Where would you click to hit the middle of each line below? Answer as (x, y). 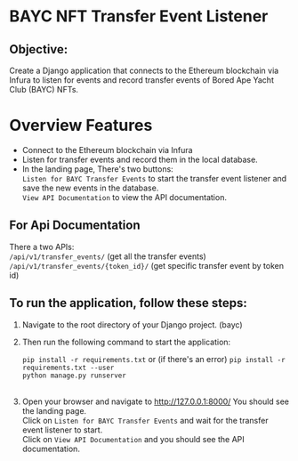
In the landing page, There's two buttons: (97, 169)
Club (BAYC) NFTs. (44, 89)
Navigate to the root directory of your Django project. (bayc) (132, 324)
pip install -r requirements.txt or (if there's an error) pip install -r (154, 359)
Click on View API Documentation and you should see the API (133, 439)
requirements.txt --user (68, 368)
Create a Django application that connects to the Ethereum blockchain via (144, 70)
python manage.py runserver (74, 376)
